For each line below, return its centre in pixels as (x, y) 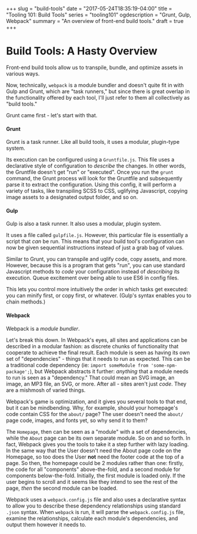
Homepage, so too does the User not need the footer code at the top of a (95, 457)
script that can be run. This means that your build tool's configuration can (95, 242)
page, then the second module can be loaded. (62, 488)
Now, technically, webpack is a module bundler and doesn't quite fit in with (95, 85)
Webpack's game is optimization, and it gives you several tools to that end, (97, 401)
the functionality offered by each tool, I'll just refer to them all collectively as (98, 97)
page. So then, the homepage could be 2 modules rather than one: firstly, (95, 463)
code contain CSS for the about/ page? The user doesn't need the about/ (95, 414)
